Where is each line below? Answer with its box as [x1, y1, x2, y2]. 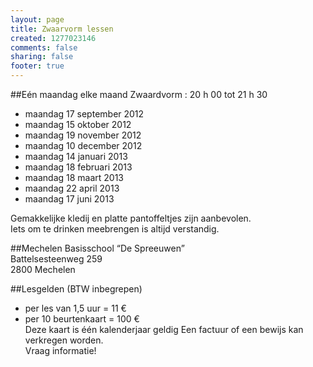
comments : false [10, 42, 78, 53]
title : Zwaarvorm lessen [10, 24, 114, 34]
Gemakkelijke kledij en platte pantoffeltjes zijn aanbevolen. [10, 212, 252, 224]
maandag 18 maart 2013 [24, 172, 125, 183]
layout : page [10, 14, 65, 25]
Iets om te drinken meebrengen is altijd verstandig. [10, 223, 220, 235]
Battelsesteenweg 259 [10, 253, 103, 265]
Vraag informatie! [24, 345, 97, 356]
